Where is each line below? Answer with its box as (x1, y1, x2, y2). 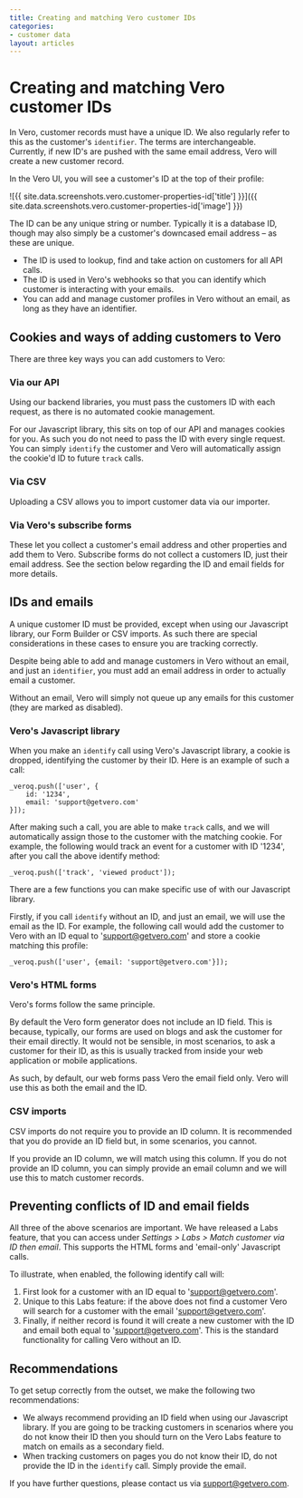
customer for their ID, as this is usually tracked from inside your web (9, 1046, 264, 1056)
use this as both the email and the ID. (9, 1083, 147, 1094)
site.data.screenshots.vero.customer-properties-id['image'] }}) (9, 200, 243, 211)
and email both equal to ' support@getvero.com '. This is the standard (22, 1325, 279, 1336)
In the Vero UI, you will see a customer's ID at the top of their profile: (9, 173, 265, 184)
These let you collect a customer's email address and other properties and (9, 539, 288, 550)
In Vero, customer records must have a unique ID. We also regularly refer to (9, 127, 290, 138)
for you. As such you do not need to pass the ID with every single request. (9, 433, 286, 444)
